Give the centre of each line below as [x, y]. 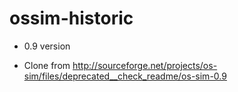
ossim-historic [71, 18]
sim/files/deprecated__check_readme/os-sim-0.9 [125, 76]
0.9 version [47, 46]
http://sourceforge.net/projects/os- [145, 65]
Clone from [47, 65]
